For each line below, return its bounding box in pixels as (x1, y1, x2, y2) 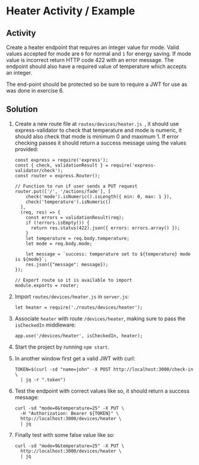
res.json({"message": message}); (26, 261, 109, 267)
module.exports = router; (14, 282, 79, 288)
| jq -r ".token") (20, 377, 66, 383)
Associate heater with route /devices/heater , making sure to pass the (14, 315, 186, 322)
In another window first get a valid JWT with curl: (14, 355, 135, 362)
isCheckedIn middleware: (14, 321, 76, 328)
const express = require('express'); (14, 157, 109, 163)
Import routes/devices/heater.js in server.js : (14, 292, 129, 300)
